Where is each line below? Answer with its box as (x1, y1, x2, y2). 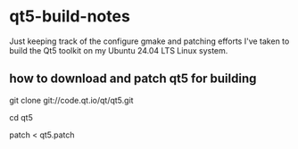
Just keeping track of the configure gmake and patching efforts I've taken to (9, 36, 290, 46)
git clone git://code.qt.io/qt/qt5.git (9, 95, 134, 105)
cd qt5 (9, 112, 33, 122)
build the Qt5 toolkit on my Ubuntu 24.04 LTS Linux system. (9, 45, 228, 55)
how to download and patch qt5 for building (9, 71, 257, 87)
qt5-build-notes (9, 6, 131, 27)
